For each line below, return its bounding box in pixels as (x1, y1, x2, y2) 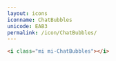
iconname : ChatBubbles (7, 16, 72, 23)
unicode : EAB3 (7, 23, 48, 29)
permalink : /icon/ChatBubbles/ (7, 29, 97, 36)
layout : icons (7, 10, 48, 17)
